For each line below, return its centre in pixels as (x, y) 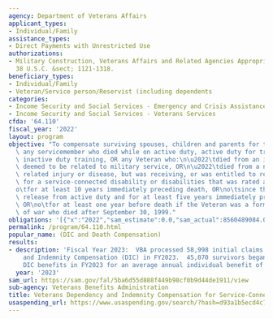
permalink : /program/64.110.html (65, 227)
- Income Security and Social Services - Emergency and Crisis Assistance (138, 106)
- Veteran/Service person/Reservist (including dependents (110, 91)
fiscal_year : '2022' (43, 129)
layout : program (36, 136)
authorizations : (36, 54)
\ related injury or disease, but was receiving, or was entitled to (136, 175)
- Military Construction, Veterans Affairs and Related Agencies (121, 62)
